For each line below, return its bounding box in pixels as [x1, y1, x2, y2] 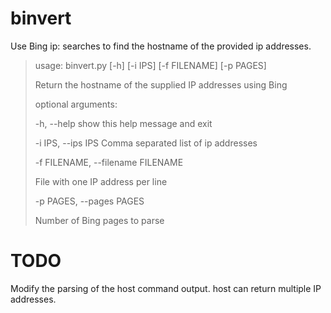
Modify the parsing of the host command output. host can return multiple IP [10, 282, 322, 294]
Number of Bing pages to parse [34, 214, 165, 226]
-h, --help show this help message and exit [34, 117, 213, 129]
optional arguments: [34, 98, 118, 110]
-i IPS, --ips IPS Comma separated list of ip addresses [34, 137, 258, 149]
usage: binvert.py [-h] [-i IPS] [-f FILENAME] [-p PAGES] [34, 59, 267, 71]
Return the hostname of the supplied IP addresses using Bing [34, 78, 288, 91]
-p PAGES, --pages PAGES [34, 195, 145, 207]
